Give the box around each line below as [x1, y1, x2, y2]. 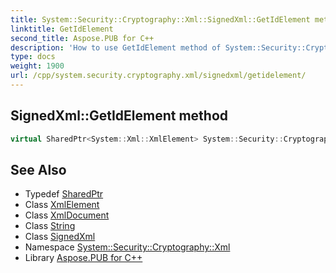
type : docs [10, 52, 56, 62]
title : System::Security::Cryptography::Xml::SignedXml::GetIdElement [10, 14, 311, 25]
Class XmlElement [24, 199, 100, 211]
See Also [10, 161, 67, 178]
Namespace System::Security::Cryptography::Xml [24, 241, 231, 253]
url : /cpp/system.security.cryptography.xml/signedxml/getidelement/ [10, 71, 307, 81]
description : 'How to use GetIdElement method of [10, 42, 222, 53]
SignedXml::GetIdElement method [10, 107, 229, 125]
